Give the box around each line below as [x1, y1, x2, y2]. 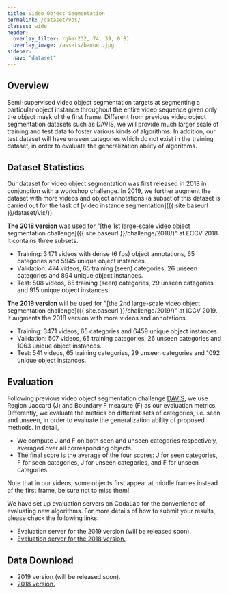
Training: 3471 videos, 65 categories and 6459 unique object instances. [16, 327, 219, 335]
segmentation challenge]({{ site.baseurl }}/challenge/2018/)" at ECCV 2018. [7, 229, 220, 237]
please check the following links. [7, 514, 99, 522]
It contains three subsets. [7, 237, 79, 245]
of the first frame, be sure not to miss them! [7, 487, 130, 495]
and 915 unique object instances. [16, 286, 111, 294]
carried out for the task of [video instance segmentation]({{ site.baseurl [7, 201, 208, 209]
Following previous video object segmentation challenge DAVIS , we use [7, 394, 208, 402]
